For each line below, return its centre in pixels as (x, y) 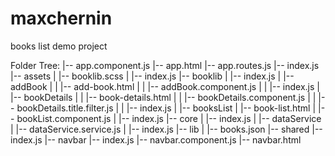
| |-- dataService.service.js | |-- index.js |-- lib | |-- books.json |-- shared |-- (166, 129)
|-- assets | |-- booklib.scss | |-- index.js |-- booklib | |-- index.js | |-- (152, 76)
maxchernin (61, 18)
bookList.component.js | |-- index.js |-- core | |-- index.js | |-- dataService (169, 118)
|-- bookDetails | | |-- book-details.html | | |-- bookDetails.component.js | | (163, 97)
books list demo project (59, 46)
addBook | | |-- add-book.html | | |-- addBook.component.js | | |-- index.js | (165, 86)
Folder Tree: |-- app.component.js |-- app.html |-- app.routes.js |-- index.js (165, 65)
